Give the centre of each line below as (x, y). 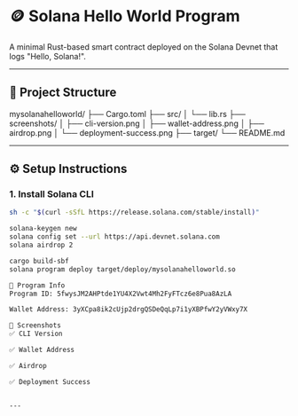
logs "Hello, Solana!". (48, 56)
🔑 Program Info (37, 285)
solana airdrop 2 (41, 245)
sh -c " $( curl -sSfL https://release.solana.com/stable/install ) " (134, 213)
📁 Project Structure (63, 93)
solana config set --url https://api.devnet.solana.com (114, 237)
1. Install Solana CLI (52, 194)
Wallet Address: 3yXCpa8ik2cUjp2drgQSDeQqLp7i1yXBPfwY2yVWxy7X (129, 310)
